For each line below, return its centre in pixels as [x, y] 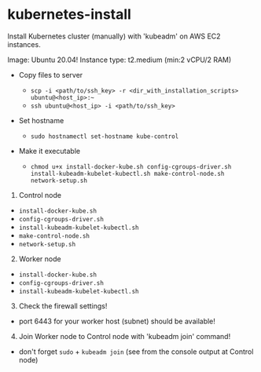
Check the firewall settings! [63, 306]
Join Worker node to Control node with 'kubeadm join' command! [125, 336]
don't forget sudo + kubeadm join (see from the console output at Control [136, 352]
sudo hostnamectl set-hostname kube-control [105, 136]
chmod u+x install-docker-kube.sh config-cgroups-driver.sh [131, 166]
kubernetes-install [69, 15]
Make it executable [49, 151]
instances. [24, 44]
